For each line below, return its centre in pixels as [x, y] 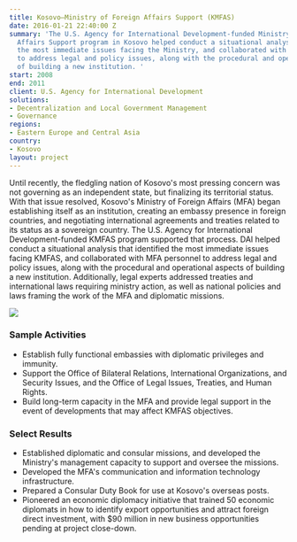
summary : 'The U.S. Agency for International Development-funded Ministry [150, 34]
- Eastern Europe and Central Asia [75, 133]
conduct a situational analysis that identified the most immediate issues [139, 248]
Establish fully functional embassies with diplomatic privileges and [143, 354]
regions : [25, 125]
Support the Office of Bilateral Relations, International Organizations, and [154, 373]
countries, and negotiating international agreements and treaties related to [145, 220]
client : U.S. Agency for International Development [106, 91]
